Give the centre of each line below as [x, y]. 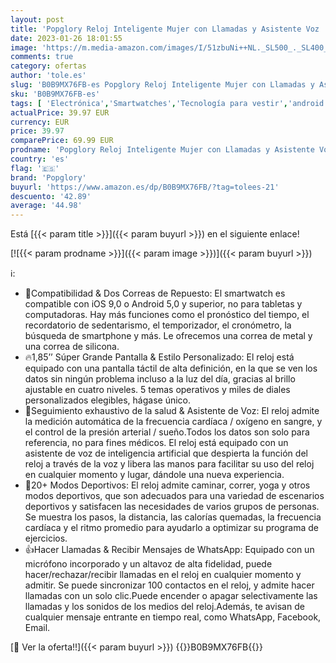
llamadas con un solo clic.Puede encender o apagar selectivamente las [171, 596]
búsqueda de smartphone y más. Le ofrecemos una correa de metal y [168, 336]
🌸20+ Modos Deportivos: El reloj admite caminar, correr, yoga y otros [167, 485]
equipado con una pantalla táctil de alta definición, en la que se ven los [171, 368]
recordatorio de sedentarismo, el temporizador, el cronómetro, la [158, 325]
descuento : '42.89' [51, 196]
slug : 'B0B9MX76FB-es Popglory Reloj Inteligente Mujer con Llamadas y [162, 85]
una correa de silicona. [72, 347]
